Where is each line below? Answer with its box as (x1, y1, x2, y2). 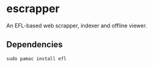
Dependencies (6, 39, 63, 50)
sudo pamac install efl (6, 55, 67, 62)
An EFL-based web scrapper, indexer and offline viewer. (6, 22, 148, 29)
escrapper (6, 2, 60, 16)
